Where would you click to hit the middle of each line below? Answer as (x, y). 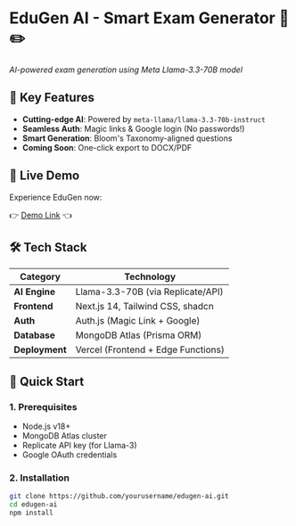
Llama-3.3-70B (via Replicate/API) (150, 292)
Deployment (40, 349)
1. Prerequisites (43, 407)
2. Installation (39, 478)
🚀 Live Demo (45, 176)
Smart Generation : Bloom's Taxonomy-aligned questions (127, 138)
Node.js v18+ (46, 426)
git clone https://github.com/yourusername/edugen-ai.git (119, 497)
